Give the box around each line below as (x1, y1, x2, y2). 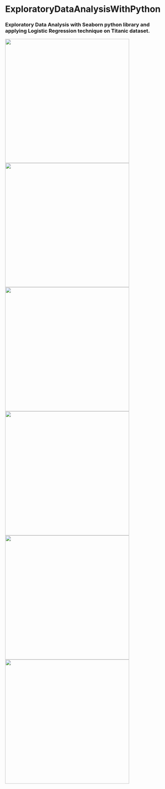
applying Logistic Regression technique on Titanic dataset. (5, 27, 150, 34)
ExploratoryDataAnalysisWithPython (5, 3, 161, 15)
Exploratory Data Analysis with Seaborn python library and (5, 21, 150, 28)
